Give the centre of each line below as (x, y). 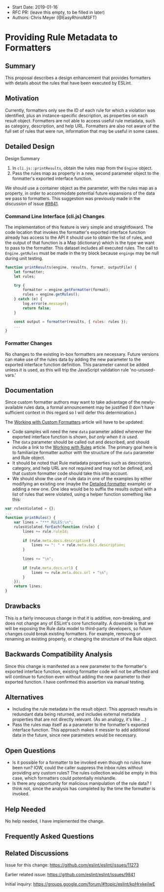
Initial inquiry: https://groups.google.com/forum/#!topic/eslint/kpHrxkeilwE (80, 884)
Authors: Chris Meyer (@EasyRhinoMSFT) (54, 17)
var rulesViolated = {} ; (30, 509)
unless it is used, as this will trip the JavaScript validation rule (67, 370)
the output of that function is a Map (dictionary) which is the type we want (80, 242)
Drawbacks (23, 606)
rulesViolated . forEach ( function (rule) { (57, 527)
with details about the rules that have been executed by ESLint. (69, 83)
